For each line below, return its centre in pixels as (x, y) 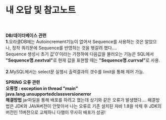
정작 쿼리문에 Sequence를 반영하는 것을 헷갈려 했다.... (65, 48)
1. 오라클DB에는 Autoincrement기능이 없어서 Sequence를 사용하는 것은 (75, 41)
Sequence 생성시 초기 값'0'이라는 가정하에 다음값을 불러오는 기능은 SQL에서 (80, 54)
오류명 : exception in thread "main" (42, 88)
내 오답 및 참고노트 (41, 10)
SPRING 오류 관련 (23, 82)
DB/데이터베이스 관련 (26, 35)
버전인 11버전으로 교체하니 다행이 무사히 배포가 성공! (56, 112)
